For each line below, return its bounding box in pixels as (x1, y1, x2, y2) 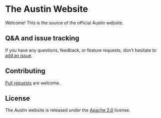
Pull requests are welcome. (5, 80, 60, 86)
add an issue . (5, 52, 33, 58)
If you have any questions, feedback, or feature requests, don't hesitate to (5, 47, 157, 53)
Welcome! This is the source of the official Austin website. (5, 20, 124, 26)
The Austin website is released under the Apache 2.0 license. (5, 107, 130, 113)
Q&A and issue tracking (5, 34, 80, 42)
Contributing (5, 67, 46, 75)
